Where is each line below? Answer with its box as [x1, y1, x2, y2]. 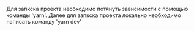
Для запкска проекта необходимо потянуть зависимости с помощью [6, 5, 188, 12]
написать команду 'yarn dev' [6, 18, 81, 25]
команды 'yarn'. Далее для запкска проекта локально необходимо [6, 12, 182, 19]
